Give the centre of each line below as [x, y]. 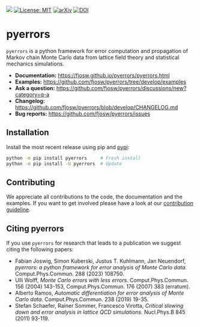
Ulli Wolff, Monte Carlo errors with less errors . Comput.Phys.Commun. [102, 280]
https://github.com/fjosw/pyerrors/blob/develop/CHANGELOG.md [96, 107]
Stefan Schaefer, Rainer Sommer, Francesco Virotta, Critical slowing [99, 306]
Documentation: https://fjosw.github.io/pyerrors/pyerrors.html [92, 75]
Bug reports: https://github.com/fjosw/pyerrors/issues [82, 114]
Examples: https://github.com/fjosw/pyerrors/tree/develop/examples [100, 82]
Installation [28, 133]
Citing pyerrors [35, 228]
